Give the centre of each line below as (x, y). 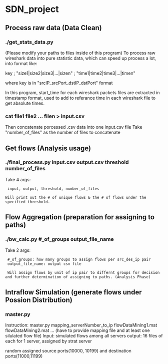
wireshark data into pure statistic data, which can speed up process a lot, (81, 58)
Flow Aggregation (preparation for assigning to (80, 217)
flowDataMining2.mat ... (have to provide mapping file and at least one (77, 330)
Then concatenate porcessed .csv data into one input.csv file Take (74, 127)
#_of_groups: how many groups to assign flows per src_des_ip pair (79, 259)
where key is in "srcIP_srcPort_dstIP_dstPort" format (59, 83)
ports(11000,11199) (24, 356)
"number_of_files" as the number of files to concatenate (63, 132)
